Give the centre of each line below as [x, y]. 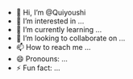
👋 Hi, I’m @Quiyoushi [51, 12]
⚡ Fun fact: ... [38, 68]
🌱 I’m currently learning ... [59, 29]
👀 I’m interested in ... [50, 21]
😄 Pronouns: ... [42, 59]
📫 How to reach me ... [53, 47]
